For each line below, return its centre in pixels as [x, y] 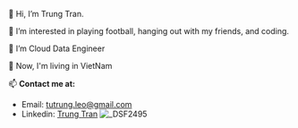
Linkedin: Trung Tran [60, 114]
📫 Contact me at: [42, 84]
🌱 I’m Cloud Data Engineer [57, 48]
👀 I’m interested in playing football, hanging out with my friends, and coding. [149, 31]
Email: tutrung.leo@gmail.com [77, 104]
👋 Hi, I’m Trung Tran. [46, 14]
